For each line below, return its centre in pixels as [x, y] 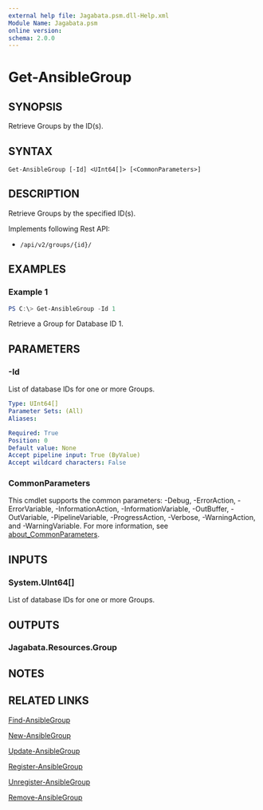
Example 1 [28, 292]
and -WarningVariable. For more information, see [88, 526]
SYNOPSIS [35, 107]
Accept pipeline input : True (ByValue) [75, 455]
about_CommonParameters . [54, 534]
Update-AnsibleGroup [44, 751]
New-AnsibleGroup [40, 735]
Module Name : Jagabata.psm [53, 23]
